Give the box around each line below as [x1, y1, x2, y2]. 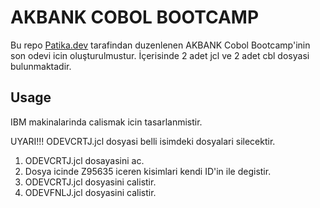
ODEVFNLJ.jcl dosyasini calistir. [24, 186, 157, 198]
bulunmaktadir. [10, 60, 72, 72]
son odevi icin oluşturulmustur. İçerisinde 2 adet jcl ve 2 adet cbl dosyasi [10, 49, 310, 61]
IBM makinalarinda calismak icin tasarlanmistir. [10, 116, 203, 128]
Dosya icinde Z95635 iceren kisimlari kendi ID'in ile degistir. [24, 165, 272, 177]
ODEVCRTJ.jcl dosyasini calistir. [24, 176, 157, 188]
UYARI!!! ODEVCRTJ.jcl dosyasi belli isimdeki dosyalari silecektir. [10, 135, 276, 147]
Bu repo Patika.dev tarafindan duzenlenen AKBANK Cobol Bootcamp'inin [10, 39, 311, 51]
